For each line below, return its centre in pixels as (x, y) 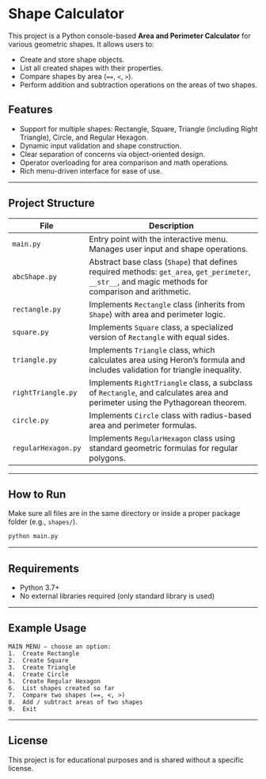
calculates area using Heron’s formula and (167, 360)
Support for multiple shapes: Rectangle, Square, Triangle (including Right (139, 128)
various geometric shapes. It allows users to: (81, 44)
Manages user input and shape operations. (169, 249)
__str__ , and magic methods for (148, 281)
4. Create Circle (38, 674)
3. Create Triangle (42, 667)
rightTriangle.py (45, 392)
